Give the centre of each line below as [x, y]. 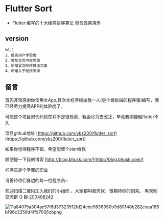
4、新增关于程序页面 [23, 71]
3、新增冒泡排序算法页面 [26, 65]
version [17, 39]
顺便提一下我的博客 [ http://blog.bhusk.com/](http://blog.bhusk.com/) [74, 159]
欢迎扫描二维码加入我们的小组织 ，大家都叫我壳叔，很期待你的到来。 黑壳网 [81, 190]
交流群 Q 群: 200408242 [29, 197]
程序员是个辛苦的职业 [26, 170]
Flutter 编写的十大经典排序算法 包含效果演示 [57, 23]
